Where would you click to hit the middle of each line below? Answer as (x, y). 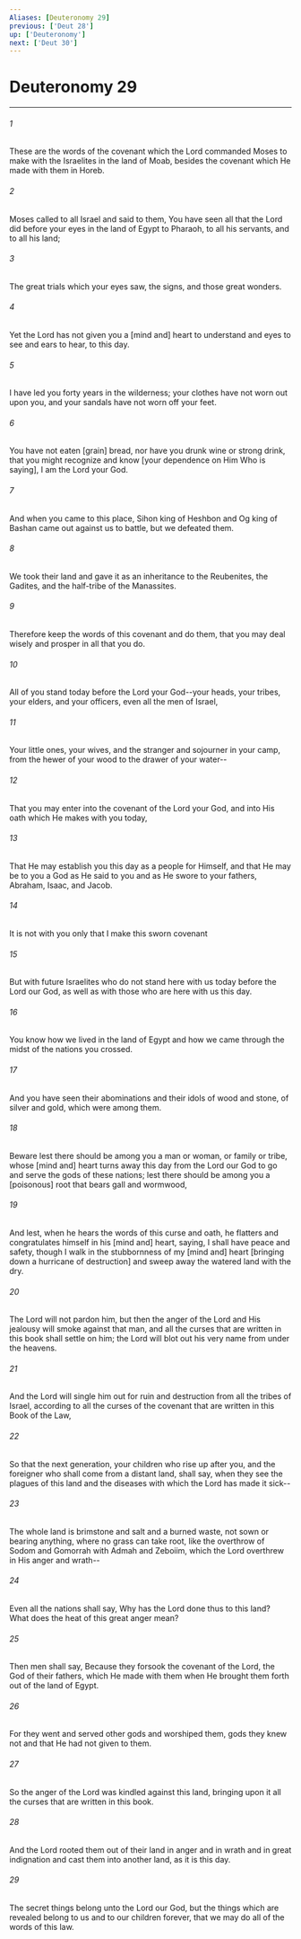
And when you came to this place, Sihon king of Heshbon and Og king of (143, 518)
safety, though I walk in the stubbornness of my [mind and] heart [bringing (147, 1252)
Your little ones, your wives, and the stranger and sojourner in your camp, (145, 750)
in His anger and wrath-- (55, 1560)
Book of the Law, (40, 1415)
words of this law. (42, 1927)
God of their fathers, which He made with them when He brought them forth (149, 1676)
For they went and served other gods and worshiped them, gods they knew (148, 1734)
